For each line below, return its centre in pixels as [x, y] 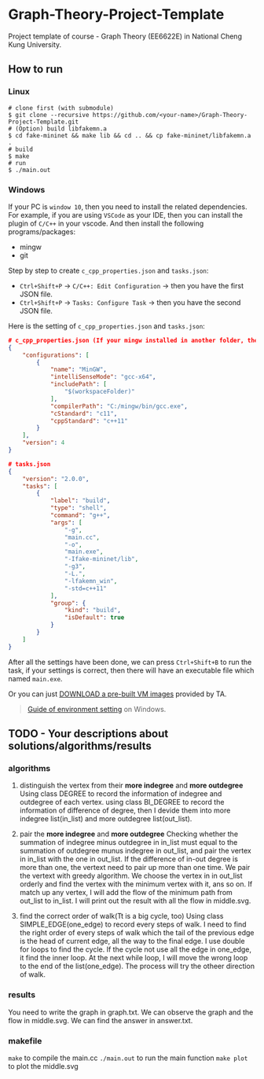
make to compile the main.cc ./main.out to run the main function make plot [128, 1058]
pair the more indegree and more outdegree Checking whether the [128, 834]
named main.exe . [35, 678]
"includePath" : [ [79, 384]
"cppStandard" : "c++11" [89, 421]
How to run [36, 70]
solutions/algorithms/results [80, 746]
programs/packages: [42, 231]
